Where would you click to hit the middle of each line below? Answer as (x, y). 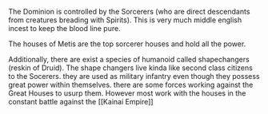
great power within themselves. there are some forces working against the (131, 85)
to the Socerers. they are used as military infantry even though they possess (134, 76)
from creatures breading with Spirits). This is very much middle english (125, 20)
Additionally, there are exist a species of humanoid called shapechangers (129, 59)
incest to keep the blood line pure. (65, 28)
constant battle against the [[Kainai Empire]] (81, 102)
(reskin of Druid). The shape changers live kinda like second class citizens (131, 68)
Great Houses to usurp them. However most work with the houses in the (127, 93)
